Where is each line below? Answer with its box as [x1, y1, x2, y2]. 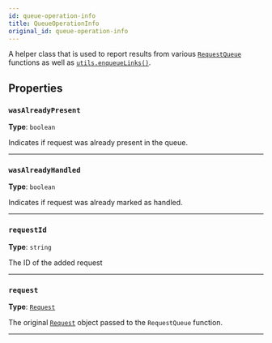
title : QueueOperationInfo [8, 19, 100, 28]
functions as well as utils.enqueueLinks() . [8, 58, 151, 67]
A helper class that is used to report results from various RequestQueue [8, 49, 241, 59]
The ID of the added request [8, 257, 103, 268]
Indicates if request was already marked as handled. [8, 198, 184, 208]
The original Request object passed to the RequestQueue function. [8, 317, 223, 327]
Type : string [8, 242, 53, 251]
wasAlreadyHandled [8, 165, 81, 174]
